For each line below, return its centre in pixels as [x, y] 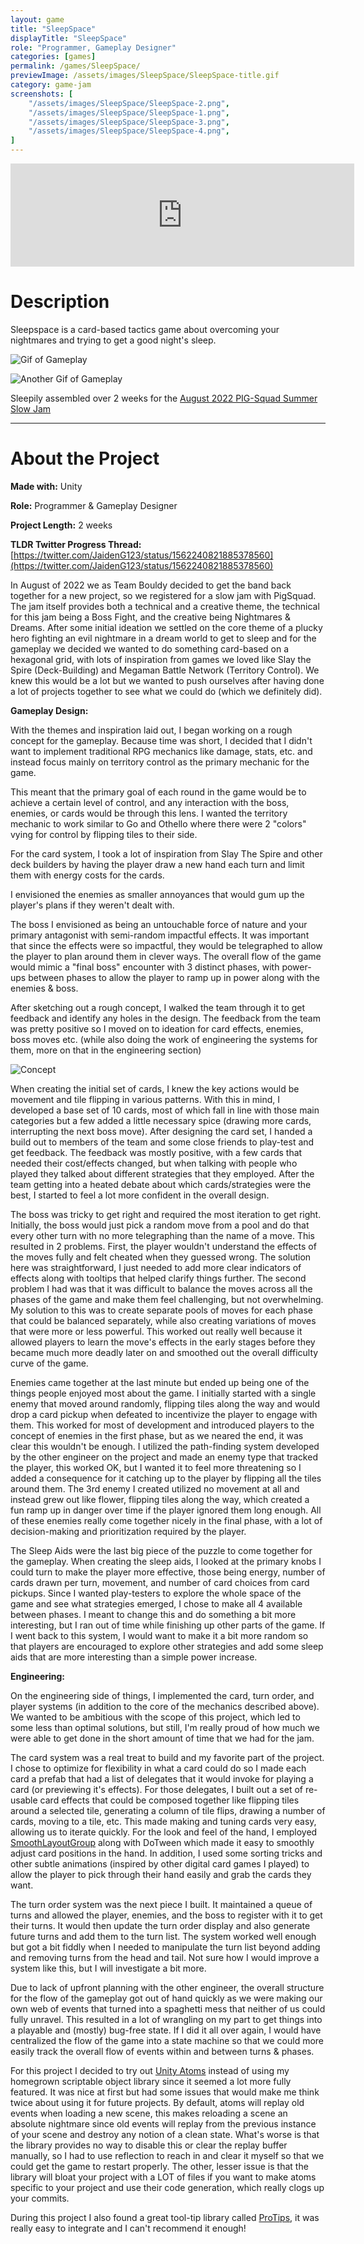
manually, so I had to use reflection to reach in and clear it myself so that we [167, 2155]
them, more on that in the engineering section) [106, 1050]
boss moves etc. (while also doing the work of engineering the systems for [164, 1039]
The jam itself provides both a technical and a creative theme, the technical [165, 606]
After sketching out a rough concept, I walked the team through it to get [158, 1007]
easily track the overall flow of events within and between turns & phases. [162, 2051]
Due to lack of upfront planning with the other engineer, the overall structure [167, 1987]
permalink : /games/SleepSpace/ [75, 66]
